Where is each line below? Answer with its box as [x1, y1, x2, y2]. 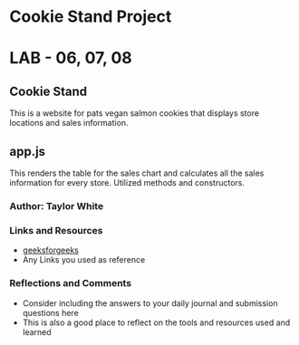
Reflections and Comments [9, 277, 132, 290]
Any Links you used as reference [22, 254, 146, 265]
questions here [22, 307, 79, 318]
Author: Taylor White [9, 199, 104, 212]
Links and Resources [9, 224, 103, 236]
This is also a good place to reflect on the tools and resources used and [22, 317, 291, 328]
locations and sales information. [9, 118, 129, 129]
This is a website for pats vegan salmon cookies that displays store [9, 108, 260, 119]
